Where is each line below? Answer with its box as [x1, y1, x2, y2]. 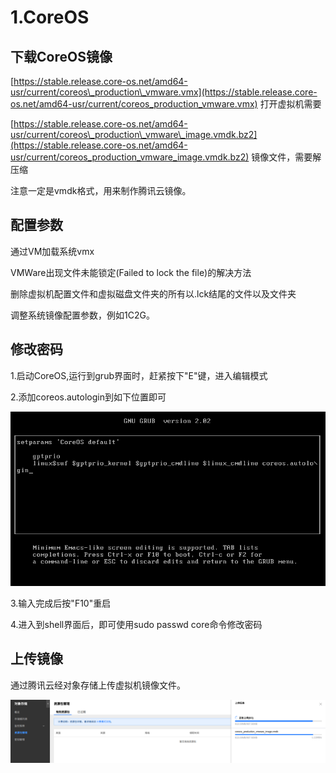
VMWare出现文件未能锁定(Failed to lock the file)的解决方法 [10, 266, 252, 278]
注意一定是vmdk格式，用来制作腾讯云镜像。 [10, 185, 192, 196]
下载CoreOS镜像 [10, 48, 113, 65]
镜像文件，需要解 [251, 151, 322, 163]
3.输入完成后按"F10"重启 [10, 597, 112, 610]
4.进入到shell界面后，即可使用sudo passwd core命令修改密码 [10, 619, 263, 631]
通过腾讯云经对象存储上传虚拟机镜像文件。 [10, 679, 186, 691]
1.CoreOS [10, 6, 90, 29]
